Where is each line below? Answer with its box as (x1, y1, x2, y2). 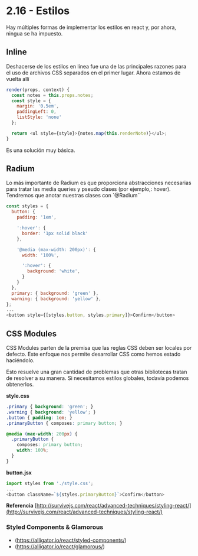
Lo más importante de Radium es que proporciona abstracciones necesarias (6, 179, 192, 187)
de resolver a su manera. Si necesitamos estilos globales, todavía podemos (6, 375, 189, 382)
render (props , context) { (6, 87, 70, 93)
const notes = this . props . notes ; (11, 92, 94, 98)
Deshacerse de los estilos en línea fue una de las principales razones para (6, 63, 187, 70)
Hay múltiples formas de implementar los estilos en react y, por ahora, (6, 24, 177, 31)
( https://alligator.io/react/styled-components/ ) (14, 537, 127, 544)
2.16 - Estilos (6, 4, 70, 18)
